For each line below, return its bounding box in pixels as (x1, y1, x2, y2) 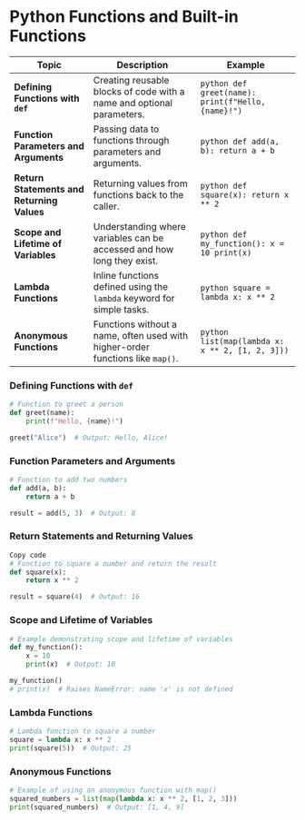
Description (116, 58, 169, 71)
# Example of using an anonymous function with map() (9, 786, 218, 795)
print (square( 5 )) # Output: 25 (9, 743, 132, 753)
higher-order (93, 341, 150, 353)
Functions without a (93, 318, 177, 331)
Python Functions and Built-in (9, 6, 239, 27)
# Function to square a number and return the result (9, 559, 218, 569)
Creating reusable (93, 74, 170, 86)
